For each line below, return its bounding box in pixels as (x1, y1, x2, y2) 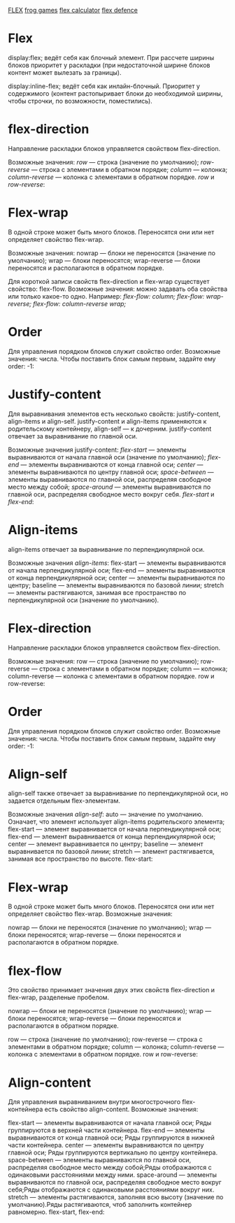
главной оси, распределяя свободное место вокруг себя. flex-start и (8, 489, 215, 499)
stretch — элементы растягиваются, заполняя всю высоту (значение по (8, 1193, 224, 1201)
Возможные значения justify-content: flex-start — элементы (8, 445, 187, 454)
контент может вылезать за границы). (8, 68, 122, 76)
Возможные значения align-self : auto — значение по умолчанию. (8, 810, 204, 819)
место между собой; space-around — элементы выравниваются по (8, 482, 211, 491)
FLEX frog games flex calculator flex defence (8, 6, 138, 14)
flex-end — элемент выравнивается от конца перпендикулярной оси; (8, 832, 216, 841)
